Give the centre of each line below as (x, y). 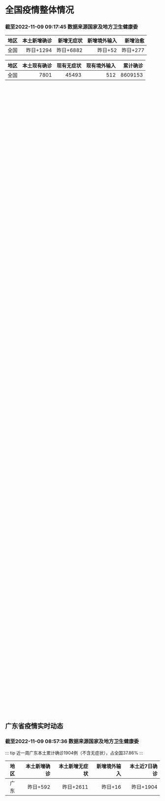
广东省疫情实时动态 (34, 726)
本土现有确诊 (37, 66)
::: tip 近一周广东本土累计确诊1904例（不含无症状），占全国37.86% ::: (74, 753)
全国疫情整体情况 (40, 10)
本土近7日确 (143, 766)
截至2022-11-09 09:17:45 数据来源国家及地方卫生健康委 (72, 27)
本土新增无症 (73, 766)
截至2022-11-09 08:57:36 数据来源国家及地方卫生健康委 (72, 741)
